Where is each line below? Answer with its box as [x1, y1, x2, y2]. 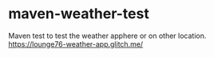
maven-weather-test [8, 5, 149, 23]
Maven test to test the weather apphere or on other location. [8, 31, 207, 40]
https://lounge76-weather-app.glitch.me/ [8, 39, 144, 48]
